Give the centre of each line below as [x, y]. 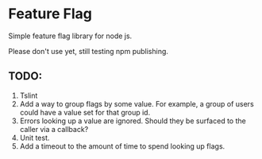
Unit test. [35, 138]
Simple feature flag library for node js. [70, 36]
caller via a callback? [54, 129]
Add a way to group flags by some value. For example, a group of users [137, 103]
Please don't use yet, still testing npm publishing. [89, 51]
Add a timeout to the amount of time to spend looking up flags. [122, 146]
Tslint [29, 95]
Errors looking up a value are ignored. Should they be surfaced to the [133, 121]
